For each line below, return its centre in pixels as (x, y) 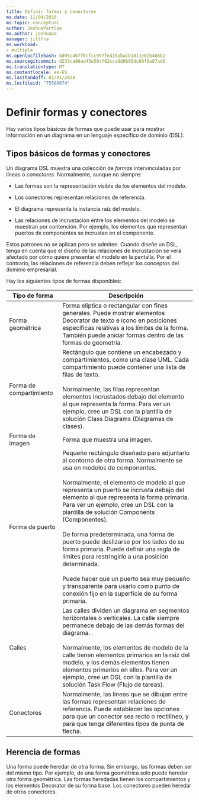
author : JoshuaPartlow (34, 28)
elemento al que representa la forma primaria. (126, 497)
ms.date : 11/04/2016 (32, 17)
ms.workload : (22, 45)
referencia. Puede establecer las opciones (121, 709)
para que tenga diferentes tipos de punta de (123, 724)
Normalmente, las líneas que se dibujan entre (125, 694)
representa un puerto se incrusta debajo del (123, 490)
